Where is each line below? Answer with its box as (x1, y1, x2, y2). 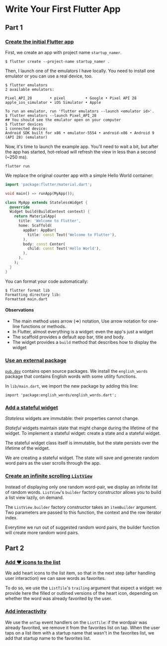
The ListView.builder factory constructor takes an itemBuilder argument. (5, 504, 158, 510)
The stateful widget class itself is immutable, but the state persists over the (5, 440, 159, 446)
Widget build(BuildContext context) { (9, 209, 90, 214)
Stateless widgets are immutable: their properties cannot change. (5, 415, 139, 421)
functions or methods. (20, 323, 66, 329)
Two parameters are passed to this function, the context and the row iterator (5, 509, 162, 515)
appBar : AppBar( (23, 228, 57, 233)
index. (5, 514, 18, 520)
